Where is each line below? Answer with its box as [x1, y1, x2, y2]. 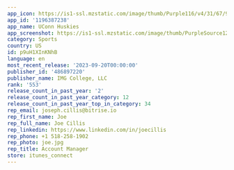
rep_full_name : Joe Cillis [7, 119, 86, 127]
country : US [7, 42, 42, 49]
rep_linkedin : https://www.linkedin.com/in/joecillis [7, 126, 167, 133]
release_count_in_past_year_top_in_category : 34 [7, 101, 151, 108]
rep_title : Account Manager [7, 146, 89, 153]
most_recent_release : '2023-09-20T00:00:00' [7, 62, 139, 69]
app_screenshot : [7, 29, 54, 37]
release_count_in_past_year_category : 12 [7, 94, 130, 101]
